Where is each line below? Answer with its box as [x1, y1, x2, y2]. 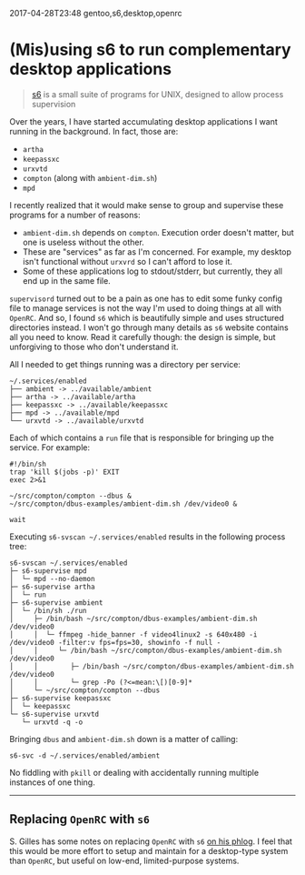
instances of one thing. [9, 777, 95, 788]
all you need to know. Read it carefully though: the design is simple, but [9, 331, 276, 342]
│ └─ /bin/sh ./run [9, 606, 88, 615]
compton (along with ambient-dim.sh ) [22, 172, 158, 183]
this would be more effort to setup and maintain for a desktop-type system [9, 845, 289, 856]
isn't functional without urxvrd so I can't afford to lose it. [22, 256, 233, 267]
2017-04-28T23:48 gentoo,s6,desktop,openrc [9, 8, 182, 18]
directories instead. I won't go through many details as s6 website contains [9, 322, 289, 333]
